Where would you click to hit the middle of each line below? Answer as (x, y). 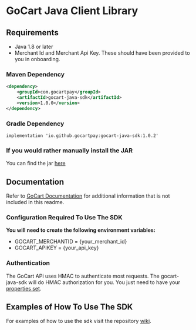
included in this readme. (35, 202)
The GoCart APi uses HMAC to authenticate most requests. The (83, 276)
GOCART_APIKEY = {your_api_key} (57, 248)
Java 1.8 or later (34, 46)
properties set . (24, 288)
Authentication (28, 263)
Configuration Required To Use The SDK (65, 217)
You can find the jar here (36, 164)
